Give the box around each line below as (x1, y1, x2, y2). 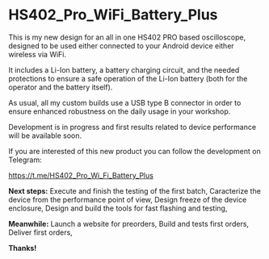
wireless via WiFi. (8, 49, 67, 59)
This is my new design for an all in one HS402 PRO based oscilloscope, (8, 32, 246, 42)
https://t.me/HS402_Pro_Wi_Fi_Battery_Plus (8, 170, 153, 180)
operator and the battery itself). (8, 82, 113, 92)
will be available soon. (8, 131, 82, 140)
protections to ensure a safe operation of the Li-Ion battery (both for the (8, 73, 248, 83)
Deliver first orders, (8, 228, 73, 237)
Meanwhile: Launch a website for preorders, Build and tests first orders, (8, 219, 249, 228)
